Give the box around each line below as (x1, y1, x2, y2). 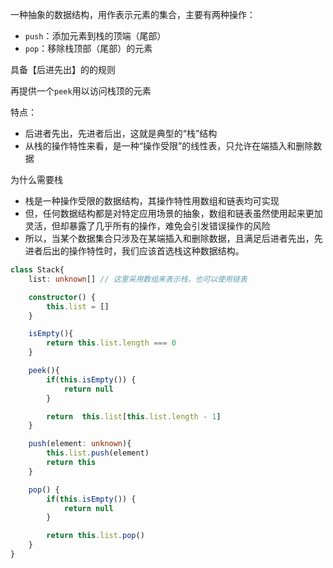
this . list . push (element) (46, 448, 150, 458)
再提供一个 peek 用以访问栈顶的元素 (10, 85, 152, 97)
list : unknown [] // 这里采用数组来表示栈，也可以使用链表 (28, 274, 248, 284)
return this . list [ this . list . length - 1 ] (46, 411, 222, 422)
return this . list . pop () (46, 531, 145, 541)
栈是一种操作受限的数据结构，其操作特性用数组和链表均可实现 (24, 195, 280, 207)
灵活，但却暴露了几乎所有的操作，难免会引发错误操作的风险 (24, 220, 271, 232)
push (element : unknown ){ (28, 439, 132, 449)
